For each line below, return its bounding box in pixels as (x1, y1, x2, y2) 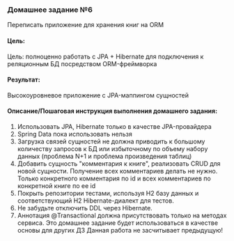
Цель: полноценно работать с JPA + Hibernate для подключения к (7, 52, 204, 61)
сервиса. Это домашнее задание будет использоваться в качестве (17, 218, 218, 227)
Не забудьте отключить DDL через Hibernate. (17, 203, 153, 212)
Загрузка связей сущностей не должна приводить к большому (17, 137, 205, 146)
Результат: (7, 75, 40, 84)
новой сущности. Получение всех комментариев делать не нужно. (17, 166, 218, 175)
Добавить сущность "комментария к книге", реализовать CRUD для (17, 159, 221, 168)
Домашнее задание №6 (7, 5, 93, 15)
